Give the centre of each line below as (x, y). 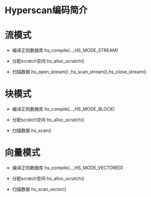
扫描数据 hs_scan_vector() (39, 189)
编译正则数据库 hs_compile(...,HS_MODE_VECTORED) (67, 168)
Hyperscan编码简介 (46, 10)
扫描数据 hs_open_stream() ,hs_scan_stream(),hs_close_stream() (79, 72)
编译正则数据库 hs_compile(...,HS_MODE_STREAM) (65, 51)
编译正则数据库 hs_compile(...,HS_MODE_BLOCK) (63, 109)
